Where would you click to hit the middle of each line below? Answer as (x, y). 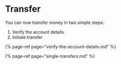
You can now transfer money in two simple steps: (55, 22)
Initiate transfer (27, 37)
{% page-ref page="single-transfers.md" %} (50, 56)
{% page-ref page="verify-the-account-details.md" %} (60, 46)
